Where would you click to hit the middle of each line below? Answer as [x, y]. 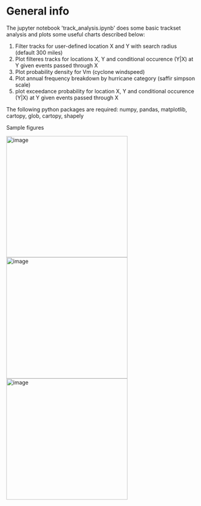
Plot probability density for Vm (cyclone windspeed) [80, 72]
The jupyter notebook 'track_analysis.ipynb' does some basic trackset [94, 28]
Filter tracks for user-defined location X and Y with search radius [96, 46]
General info [38, 11]
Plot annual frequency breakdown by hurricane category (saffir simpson [105, 78]
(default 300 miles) [39, 52]
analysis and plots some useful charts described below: [76, 34]
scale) [23, 85]
